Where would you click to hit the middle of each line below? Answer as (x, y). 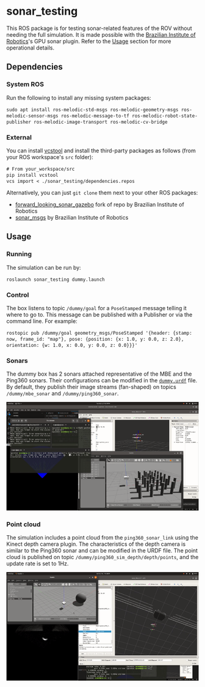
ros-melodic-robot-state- (165, 116)
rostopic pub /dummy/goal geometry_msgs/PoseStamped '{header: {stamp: (99, 333)
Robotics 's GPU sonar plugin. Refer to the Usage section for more (89, 41)
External (19, 137)
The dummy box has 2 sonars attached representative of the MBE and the (99, 374)
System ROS (25, 84)
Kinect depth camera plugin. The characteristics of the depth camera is (96, 544)
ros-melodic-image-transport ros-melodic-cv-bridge (100, 122)
